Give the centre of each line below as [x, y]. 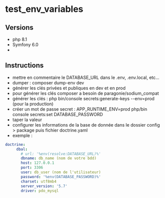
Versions [19, 28]
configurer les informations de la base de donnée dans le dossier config [86, 125]
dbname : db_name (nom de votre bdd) [59, 158]
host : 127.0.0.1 [38, 163]
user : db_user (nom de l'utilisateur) [61, 172]
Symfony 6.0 [25, 45]
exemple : [22, 135]
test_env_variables [44, 9]
